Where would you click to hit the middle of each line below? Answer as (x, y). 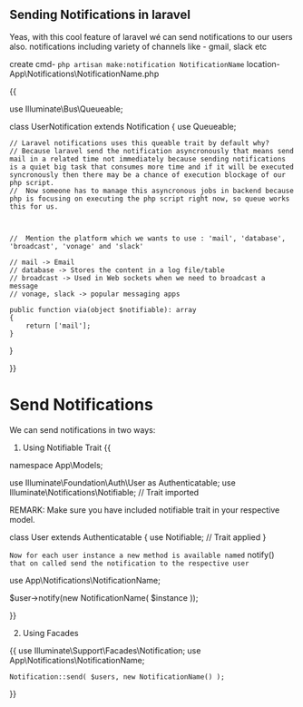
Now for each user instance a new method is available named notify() (142, 555)
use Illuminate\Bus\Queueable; (67, 109)
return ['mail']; (59, 326)
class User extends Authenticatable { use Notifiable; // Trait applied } (138, 537)
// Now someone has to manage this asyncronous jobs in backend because (152, 191)
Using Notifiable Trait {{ (67, 447)
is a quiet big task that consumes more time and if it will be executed (152, 167)
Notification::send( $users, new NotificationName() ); (117, 677)
